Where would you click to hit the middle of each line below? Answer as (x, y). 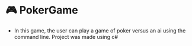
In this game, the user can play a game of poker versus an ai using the (100, 30)
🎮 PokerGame (42, 10)
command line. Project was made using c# (66, 37)
